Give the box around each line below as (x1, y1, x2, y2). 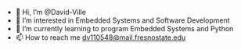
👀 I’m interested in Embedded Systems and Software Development (15, 16, 230, 25)
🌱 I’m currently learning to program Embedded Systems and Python (15, 24, 234, 33)
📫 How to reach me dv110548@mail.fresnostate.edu (15, 33, 186, 42)
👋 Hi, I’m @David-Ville (15, 8, 86, 16)
